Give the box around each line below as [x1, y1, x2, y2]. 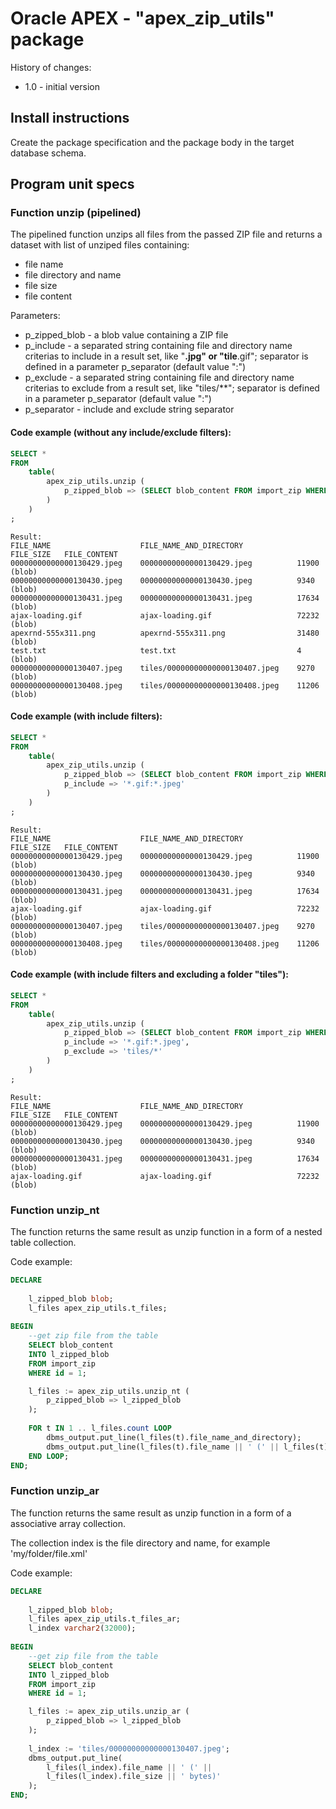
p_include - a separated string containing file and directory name [24, 340, 293, 352]
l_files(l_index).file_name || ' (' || [46, 1762, 213, 1772]
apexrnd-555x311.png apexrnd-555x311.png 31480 [10, 628, 320, 638]
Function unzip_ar [10, 1484, 100, 1498]
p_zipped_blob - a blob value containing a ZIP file [24, 329, 229, 341]
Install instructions [10, 110, 130, 127]
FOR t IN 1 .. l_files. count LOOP [28, 1423, 172, 1434]
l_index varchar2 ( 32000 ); [28, 1623, 137, 1634]
